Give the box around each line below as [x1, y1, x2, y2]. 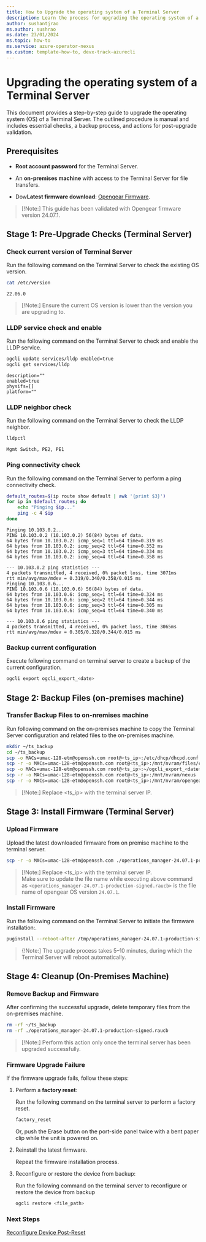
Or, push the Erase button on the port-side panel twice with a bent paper [15, 1128, 199, 1135]
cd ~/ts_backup [6, 749, 45, 756]
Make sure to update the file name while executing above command [21, 875, 193, 882]
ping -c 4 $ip [17, 510, 53, 517]
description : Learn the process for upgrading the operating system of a [6, 15, 199, 21]
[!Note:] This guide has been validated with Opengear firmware [21, 205, 181, 212]
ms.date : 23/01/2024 [6, 32, 59, 38]
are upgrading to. [21, 308, 66, 316]
